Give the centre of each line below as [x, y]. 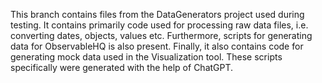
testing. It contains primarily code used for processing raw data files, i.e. [159, 25]
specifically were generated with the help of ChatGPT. [122, 67]
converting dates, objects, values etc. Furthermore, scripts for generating [161, 35]
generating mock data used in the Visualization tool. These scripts [146, 57]
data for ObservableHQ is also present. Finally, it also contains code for [157, 46]
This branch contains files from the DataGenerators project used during [157, 14]
